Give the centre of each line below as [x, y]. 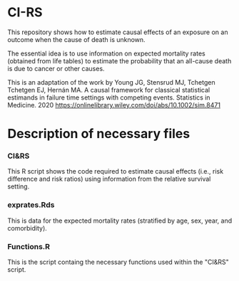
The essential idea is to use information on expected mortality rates [106, 53]
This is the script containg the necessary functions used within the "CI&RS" [118, 262]
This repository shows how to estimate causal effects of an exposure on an [118, 32]
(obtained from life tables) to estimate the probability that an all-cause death [119, 60]
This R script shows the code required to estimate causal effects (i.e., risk [115, 171]
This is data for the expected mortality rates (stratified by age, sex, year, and [120, 221]
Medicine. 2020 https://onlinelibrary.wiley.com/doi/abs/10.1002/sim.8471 [114, 105]
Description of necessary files [99, 134]
